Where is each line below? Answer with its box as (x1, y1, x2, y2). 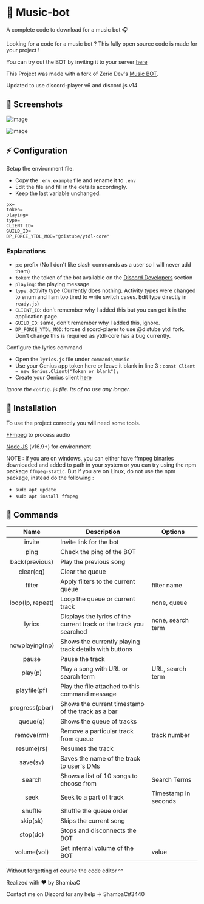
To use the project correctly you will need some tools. (6, 419, 141, 426)
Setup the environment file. (6, 165, 75, 172)
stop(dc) (19, 830, 44, 839)
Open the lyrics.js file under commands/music (15, 355, 129, 363)
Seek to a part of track (60, 793, 124, 801)
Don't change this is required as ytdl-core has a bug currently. (15, 332, 171, 339)
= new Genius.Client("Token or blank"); (15, 368, 119, 374)
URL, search (151, 665, 186, 673)
